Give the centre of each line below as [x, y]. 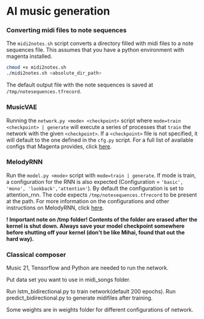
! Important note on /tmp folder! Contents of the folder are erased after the [102, 219]
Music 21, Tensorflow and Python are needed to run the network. [87, 268]
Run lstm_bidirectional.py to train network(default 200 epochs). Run [91, 292]
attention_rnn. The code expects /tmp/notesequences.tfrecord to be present [102, 195]
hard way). [20, 239]
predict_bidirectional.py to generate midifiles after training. [80, 298]
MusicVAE [22, 107]
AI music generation [58, 11]
